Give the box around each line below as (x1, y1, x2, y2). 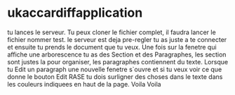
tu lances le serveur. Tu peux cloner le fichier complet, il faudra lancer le (7, 28, 216, 36)
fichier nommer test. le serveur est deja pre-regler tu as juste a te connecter (7, 35, 227, 43)
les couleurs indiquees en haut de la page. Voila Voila (7, 80, 161, 88)
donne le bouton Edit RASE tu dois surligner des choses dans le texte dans (7, 72, 223, 81)
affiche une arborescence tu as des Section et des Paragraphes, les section (7, 50, 227, 59)
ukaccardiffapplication (7, 5, 143, 21)
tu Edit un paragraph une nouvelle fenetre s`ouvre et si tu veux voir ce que (7, 65, 222, 73)
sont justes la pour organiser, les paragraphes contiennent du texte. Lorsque (7, 57, 229, 66)
